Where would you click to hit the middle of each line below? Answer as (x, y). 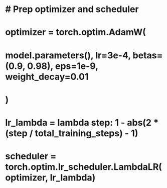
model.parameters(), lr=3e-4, (68, 55)
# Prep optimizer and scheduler (72, 9)
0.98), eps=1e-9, (63, 66)
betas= (148, 55)
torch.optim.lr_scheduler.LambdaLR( (83, 167)
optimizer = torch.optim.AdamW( (76, 32)
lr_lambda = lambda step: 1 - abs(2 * (82, 122)
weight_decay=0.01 (47, 77)
